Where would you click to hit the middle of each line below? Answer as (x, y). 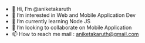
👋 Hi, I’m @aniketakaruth (41, 9)
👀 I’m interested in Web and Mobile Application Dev (74, 15)
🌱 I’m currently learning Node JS (51, 21)
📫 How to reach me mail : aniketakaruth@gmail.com (75, 34)
